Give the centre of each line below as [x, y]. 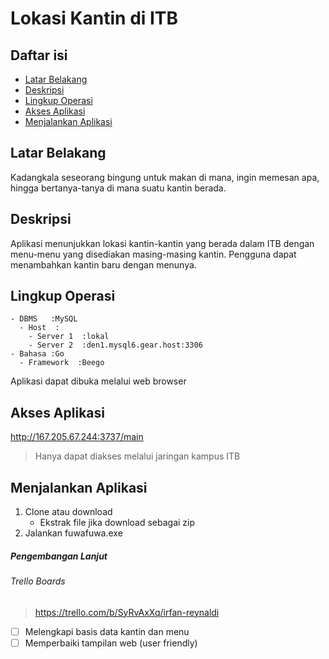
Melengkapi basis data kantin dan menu [107, 631]
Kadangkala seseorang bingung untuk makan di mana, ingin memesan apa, [165, 177]
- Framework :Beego [62, 363]
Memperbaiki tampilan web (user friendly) [111, 643]
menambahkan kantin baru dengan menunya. [103, 264]
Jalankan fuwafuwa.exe [73, 533]
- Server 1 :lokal [69, 337]
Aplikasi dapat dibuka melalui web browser [98, 381]
